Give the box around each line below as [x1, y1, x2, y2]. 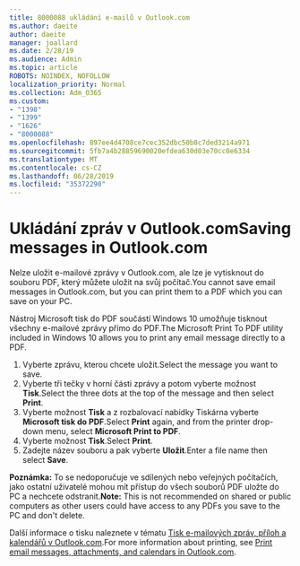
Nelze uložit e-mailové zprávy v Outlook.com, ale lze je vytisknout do [9, 267, 264, 278]
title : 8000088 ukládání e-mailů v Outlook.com [9, 13, 191, 22]
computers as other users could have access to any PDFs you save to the [9, 501, 280, 511]
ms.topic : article [9, 64, 78, 73]
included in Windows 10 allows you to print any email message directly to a [9, 333, 286, 344]
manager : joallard [9, 38, 78, 48]
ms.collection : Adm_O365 [9, 88, 102, 97]
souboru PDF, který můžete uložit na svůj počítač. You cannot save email [9, 277, 276, 288]
